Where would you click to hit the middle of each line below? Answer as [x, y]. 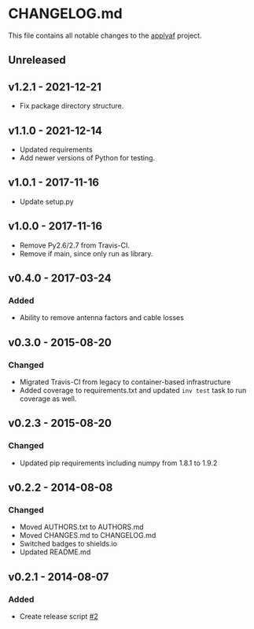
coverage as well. [48, 399]
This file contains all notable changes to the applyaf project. [105, 35]
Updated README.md [55, 552]
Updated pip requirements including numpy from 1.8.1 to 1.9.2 [118, 463]
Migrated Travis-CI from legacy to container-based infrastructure [125, 381]
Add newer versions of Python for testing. [87, 157]
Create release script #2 [59, 616]
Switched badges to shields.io [68, 544]
